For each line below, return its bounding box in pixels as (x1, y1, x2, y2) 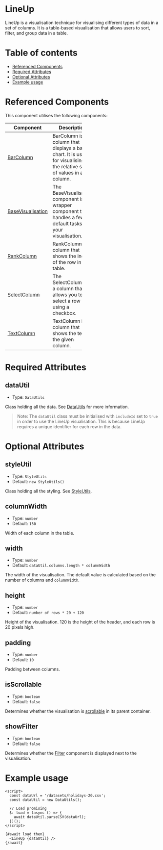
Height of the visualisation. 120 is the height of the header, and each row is (5, 619, 155, 625)
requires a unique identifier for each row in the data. (17, 423, 122, 430)
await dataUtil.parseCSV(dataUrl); (14, 814, 86, 820)
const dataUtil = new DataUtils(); (9, 797, 82, 802)
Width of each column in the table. (5, 530, 75, 536)
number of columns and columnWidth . (5, 577, 80, 583)
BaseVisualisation (7, 207, 48, 214)
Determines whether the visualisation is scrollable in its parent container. (5, 708, 151, 714)
